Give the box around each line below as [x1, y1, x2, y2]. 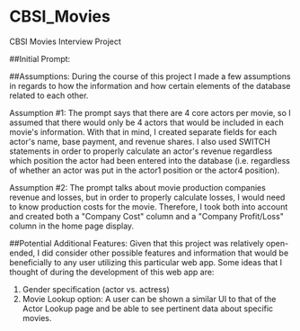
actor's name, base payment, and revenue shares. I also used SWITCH [9, 136, 271, 147]
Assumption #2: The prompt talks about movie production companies [9, 182, 267, 192]
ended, [9, 247, 36, 258]
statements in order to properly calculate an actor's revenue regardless [9, 146, 273, 157]
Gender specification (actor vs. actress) [22, 283, 171, 294]
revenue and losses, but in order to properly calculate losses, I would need [9, 192, 286, 202]
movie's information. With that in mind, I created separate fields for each [9, 126, 278, 137]
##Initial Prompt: [9, 53, 71, 64]
